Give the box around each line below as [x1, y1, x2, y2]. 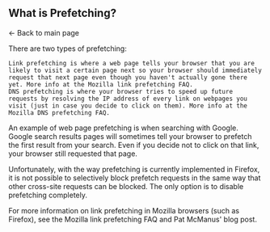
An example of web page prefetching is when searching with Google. [8, 123, 238, 133]
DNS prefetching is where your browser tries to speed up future [8, 87, 233, 95]
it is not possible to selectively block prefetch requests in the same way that [8, 173, 261, 183]
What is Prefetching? [8, 6, 117, 20]
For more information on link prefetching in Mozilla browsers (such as [8, 205, 240, 215]
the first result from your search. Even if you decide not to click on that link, [8, 140, 259, 150]
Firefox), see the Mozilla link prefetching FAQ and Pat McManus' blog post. [8, 214, 257, 224]
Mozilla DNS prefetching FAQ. [8, 108, 111, 116]
